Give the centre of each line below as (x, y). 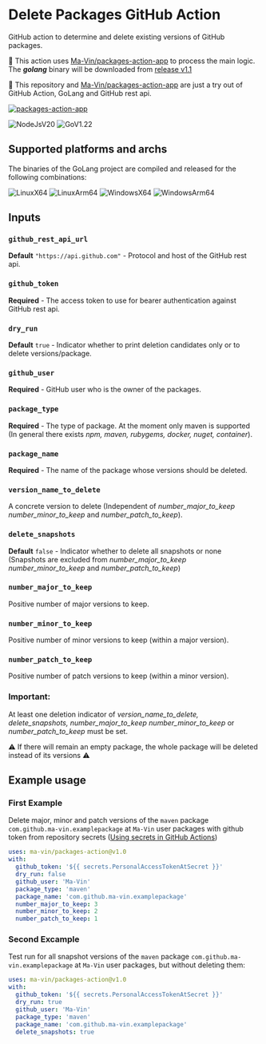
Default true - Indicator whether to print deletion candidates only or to (124, 345)
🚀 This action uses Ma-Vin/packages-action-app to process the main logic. (132, 61)
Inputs (25, 218)
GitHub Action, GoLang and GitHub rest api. (80, 93)
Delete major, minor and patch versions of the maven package (109, 820)
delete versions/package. (50, 354)
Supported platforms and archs (88, 149)
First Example (36, 803)
